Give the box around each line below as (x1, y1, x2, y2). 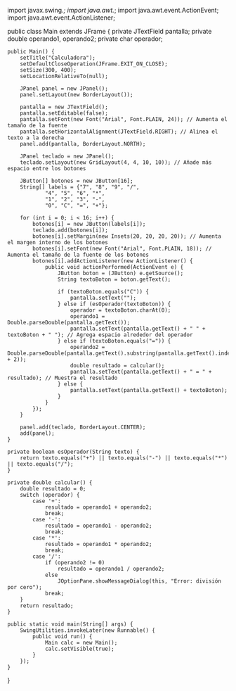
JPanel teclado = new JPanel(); (20, 153, 114, 160)
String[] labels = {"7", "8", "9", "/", (20, 184, 140, 191)
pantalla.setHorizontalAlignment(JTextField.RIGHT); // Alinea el (20, 128, 218, 135)
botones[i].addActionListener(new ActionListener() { (32, 258, 193, 265)
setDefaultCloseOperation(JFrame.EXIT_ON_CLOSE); (20, 61, 169, 68)
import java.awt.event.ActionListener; (7, 13, 116, 22)
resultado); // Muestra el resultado (7, 374, 118, 381)
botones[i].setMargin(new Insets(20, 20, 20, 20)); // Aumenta (32, 233, 221, 240)
